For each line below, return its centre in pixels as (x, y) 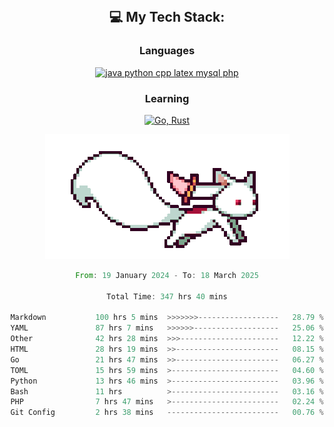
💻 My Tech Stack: (167, 17)
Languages (167, 51)
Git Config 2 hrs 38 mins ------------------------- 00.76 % (167, 413)
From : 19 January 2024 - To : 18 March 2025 (167, 275)
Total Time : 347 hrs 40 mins (167, 296)
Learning (167, 98)
